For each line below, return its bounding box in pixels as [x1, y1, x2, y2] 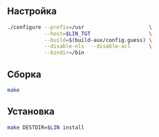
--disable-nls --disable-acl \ [43, 43, 153, 50]
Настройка [7, 6, 57, 17]
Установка [7, 106, 55, 118]
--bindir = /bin [43, 50, 85, 56]
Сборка [7, 68, 41, 80]
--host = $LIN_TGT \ [43, 30, 153, 37]
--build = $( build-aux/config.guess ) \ [43, 36, 153, 43]
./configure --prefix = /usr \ [7, 23, 153, 30]
